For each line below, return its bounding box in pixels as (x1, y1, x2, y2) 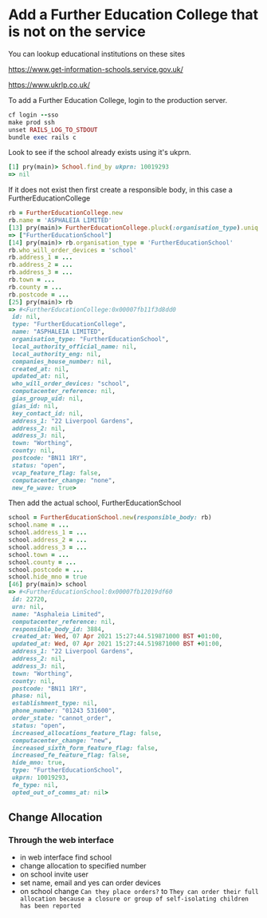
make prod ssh (8, 118, 56, 126)
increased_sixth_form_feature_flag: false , (11, 744, 159, 752)
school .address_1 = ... (8, 529, 88, 537)
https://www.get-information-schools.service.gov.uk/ (8, 64, 183, 74)
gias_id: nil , (11, 402, 59, 410)
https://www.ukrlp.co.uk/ (8, 80, 90, 89)
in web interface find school (19, 852, 112, 862)
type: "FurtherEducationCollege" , (11, 320, 127, 328)
